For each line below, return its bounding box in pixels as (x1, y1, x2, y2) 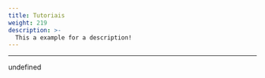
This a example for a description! (15, 33, 132, 42)
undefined (8, 62, 42, 72)
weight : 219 (8, 19, 47, 27)
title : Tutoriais (8, 11, 65, 20)
